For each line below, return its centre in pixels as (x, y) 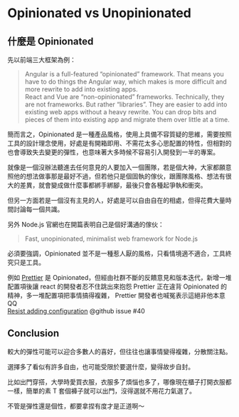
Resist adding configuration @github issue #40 (76, 311)
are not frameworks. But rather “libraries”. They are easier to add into (126, 104)
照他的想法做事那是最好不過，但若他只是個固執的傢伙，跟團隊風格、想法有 (116, 176)
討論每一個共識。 (38, 209)
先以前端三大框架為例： (42, 60)
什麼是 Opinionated (51, 41)
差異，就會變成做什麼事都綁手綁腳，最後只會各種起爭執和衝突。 (113, 185)
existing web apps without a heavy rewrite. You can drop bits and (121, 112)
